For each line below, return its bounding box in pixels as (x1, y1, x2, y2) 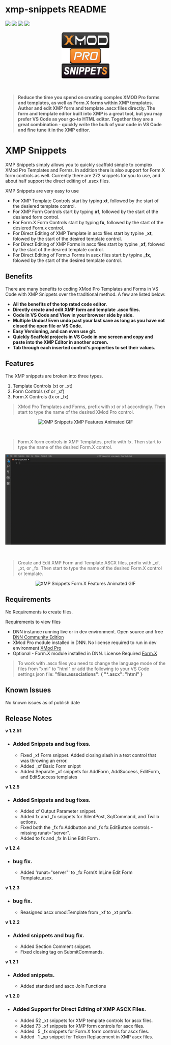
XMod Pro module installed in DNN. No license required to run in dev (12, 639, 157, 646)
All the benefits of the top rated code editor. (12, 301, 107, 307)
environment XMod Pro (12, 645, 62, 651)
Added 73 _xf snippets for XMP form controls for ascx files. (20, 1023, 145, 1029)
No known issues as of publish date (5, 699, 80, 705)
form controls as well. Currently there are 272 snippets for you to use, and (5, 172, 160, 178)
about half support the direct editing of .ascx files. (5, 178, 110, 184)
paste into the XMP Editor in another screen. (12, 339, 108, 345)
